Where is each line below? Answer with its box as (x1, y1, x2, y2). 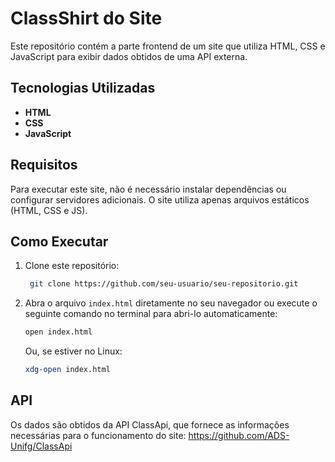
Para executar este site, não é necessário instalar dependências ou (10, 183, 287, 195)
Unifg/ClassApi (10, 440, 73, 452)
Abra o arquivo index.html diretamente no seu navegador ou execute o (24, 297, 318, 309)
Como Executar (10, 233, 109, 250)
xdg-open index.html (24, 365, 111, 375)
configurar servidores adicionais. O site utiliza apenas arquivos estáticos (10, 193, 310, 206)
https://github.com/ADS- (188, 429, 290, 441)
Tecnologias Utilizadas (10, 80, 156, 97)
